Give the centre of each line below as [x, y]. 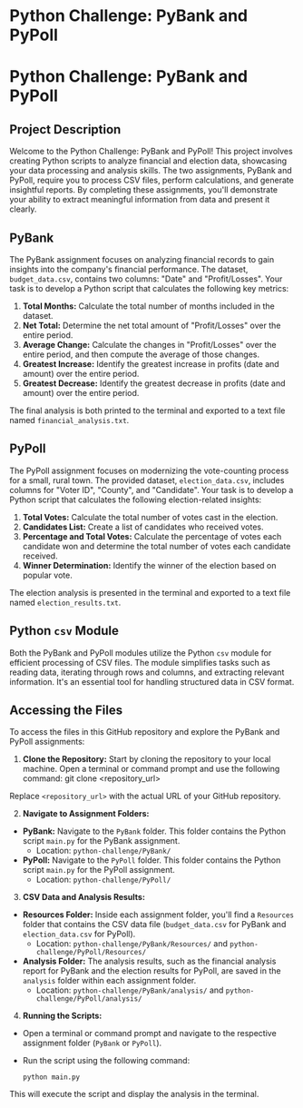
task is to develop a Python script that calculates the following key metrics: [149, 288]
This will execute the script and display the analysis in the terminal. [134, 1094]
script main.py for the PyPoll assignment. [98, 870]
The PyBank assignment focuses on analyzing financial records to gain [142, 259]
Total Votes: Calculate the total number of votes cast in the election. [150, 517]
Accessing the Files [66, 711]
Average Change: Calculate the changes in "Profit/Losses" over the [149, 345]
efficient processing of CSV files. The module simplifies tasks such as [140, 662]
